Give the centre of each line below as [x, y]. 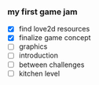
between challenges [51, 65]
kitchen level [39, 73]
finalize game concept [55, 38]
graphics [33, 46]
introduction [38, 55]
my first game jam [42, 12]
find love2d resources [54, 29]
